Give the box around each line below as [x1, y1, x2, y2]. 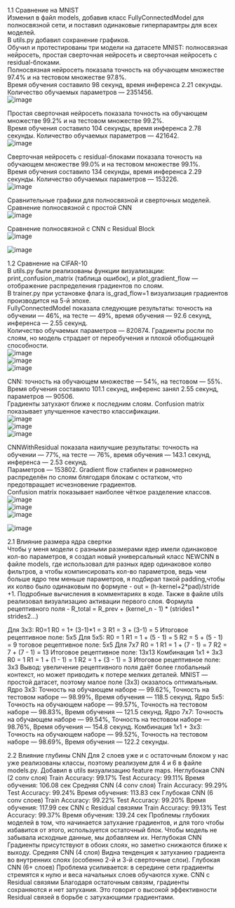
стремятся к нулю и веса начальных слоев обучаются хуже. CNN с [7, 871, 210, 879]
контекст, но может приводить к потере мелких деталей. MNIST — [7, 671, 208, 678]
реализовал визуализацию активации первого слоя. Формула [7, 597, 194, 605]
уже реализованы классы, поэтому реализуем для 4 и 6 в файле [7, 758, 202, 767]
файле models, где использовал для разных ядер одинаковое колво [7, 560, 212, 568]
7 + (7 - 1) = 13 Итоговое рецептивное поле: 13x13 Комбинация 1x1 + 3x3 [7, 648, 223, 656]
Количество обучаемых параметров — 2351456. [7, 88, 154, 96]
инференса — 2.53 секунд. [7, 458, 88, 466]
